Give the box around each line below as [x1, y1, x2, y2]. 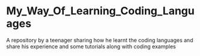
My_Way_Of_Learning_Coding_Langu [6, 4, 195, 18]
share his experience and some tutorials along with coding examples [6, 43, 176, 50]
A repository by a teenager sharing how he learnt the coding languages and [6, 36, 193, 43]
